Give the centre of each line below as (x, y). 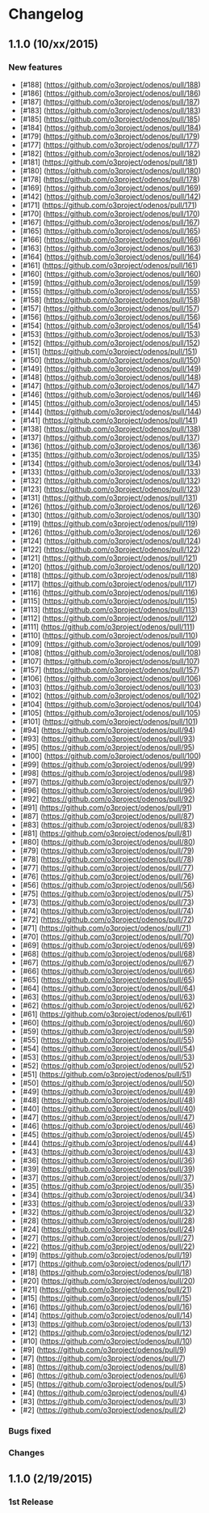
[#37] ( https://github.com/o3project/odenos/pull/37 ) (107, 1177)
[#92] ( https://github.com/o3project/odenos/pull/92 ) (107, 799)
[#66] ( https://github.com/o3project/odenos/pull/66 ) (107, 971)
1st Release (31, 1502)
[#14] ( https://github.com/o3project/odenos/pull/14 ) (106, 1315)
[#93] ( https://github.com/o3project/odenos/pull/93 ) (107, 739)
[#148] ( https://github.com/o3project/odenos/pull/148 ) (111, 377)
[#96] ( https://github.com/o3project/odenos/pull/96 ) (107, 790)
